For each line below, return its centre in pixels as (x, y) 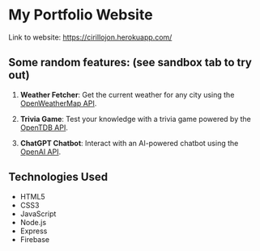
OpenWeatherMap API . (58, 103)
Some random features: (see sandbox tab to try (130, 63)
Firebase (35, 239)
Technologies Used (58, 177)
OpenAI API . (40, 152)
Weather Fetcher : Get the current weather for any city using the (127, 94)
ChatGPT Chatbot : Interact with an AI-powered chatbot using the (129, 143)
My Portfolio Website (81, 15)
